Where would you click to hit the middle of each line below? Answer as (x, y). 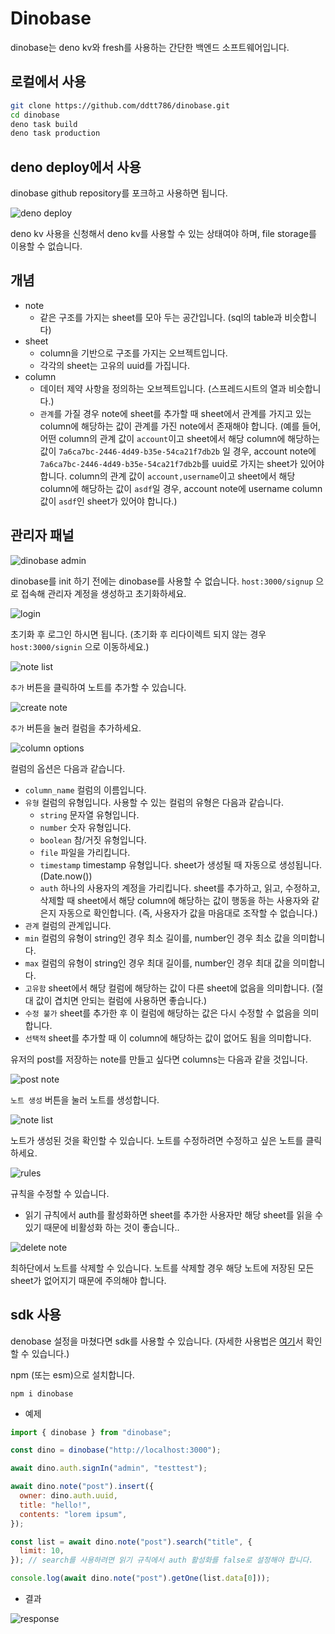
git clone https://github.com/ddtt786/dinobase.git (120, 105)
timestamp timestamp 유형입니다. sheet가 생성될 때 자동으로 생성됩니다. (181, 864)
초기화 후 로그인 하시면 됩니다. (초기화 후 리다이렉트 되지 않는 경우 (138, 634)
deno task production (55, 133)
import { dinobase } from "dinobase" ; (91, 1432)
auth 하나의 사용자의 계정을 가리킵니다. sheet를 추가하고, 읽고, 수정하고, (180, 888)
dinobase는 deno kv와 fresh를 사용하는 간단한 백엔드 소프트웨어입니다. (150, 47)
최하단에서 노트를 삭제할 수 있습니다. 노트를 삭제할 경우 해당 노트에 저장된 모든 (162, 1268)
